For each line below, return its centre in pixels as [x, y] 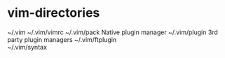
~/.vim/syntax [27, 47]
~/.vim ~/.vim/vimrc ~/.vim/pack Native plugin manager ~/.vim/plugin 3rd [113, 32]
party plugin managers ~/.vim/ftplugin [62, 39]
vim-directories [54, 13]
